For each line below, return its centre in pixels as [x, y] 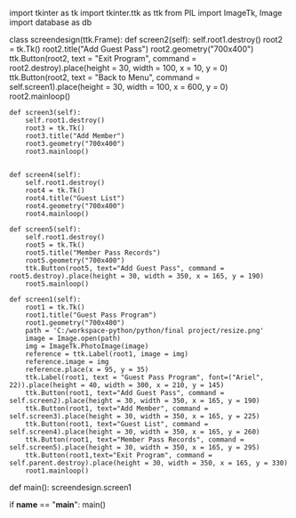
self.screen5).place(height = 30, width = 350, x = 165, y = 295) [135, 448]
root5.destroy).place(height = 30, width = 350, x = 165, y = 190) [137, 276]
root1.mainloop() [57, 471]
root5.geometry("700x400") [75, 261]
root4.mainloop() [57, 214]
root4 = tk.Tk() [56, 190]
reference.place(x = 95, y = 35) [87, 369]
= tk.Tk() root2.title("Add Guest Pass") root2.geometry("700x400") [132, 49]
